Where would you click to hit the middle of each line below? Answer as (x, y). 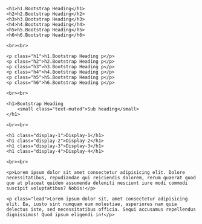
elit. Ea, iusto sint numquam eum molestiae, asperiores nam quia (92, 204)
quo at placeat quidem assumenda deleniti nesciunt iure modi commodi (97, 183)
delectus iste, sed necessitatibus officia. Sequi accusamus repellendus (101, 210)
